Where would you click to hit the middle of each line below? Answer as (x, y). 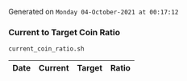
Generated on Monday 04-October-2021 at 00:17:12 (93, 12)
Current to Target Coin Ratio (64, 32)
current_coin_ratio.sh (46, 49)
